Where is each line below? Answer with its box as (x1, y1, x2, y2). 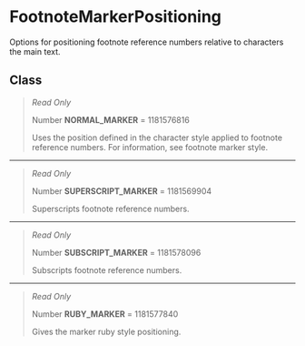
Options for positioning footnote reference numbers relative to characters (9, 36, 284, 47)
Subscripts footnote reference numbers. (31, 264, 182, 275)
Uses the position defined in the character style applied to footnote (31, 132, 283, 143)
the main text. (9, 46, 61, 56)
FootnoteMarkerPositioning (9, 6, 222, 27)
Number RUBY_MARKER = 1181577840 (31, 308, 179, 320)
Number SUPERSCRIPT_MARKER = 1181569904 (31, 185, 212, 197)
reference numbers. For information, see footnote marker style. (31, 141, 269, 152)
